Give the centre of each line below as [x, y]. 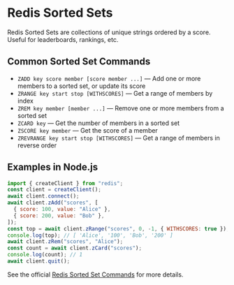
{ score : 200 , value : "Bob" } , [59, 215]
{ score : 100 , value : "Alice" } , [62, 210]
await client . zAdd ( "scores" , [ [53, 203]
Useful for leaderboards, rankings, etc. [63, 39]
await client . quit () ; [39, 261]
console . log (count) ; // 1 [45, 255]
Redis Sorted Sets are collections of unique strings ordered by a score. [109, 32]
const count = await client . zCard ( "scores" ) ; [74, 248]
